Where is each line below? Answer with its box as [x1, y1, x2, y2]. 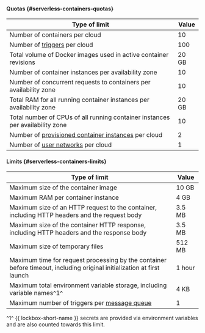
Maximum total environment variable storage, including [9, 281, 167, 290]
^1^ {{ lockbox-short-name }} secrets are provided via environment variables [6, 315, 198, 322]
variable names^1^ [9, 289, 63, 298]
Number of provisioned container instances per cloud [9, 131, 163, 139]
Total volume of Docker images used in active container [9, 51, 169, 59]
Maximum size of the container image [9, 183, 117, 192]
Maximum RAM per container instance [9, 193, 119, 202]
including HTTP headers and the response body [9, 229, 147, 237]
